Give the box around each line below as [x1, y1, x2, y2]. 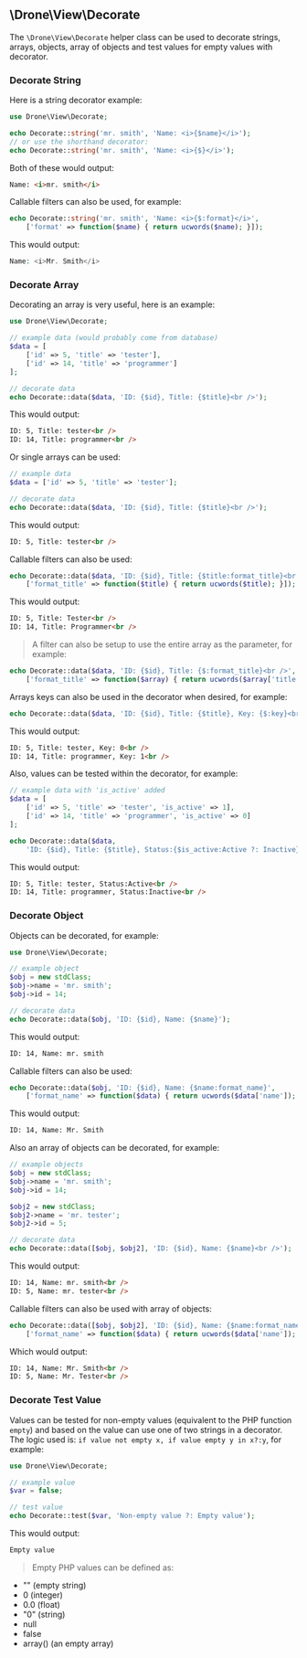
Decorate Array [9, 279, 79, 292]
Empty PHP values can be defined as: [31, 1562, 175, 1573]
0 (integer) [22, 1589, 64, 1600]
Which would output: [9, 1345, 89, 1356]
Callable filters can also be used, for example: [9, 197, 182, 207]
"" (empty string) [22, 1579, 87, 1590]
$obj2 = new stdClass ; [9, 1202, 96, 1211]
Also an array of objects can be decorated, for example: [9, 1143, 220, 1153]
